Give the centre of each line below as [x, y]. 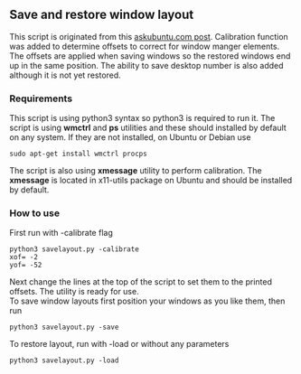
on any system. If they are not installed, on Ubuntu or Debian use [130, 137]
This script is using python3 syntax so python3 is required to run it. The [142, 118]
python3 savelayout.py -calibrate [75, 249]
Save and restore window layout [102, 15]
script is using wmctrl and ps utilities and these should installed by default [148, 128]
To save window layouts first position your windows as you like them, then [147, 301]
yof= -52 [26, 266]
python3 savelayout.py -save [64, 327]
